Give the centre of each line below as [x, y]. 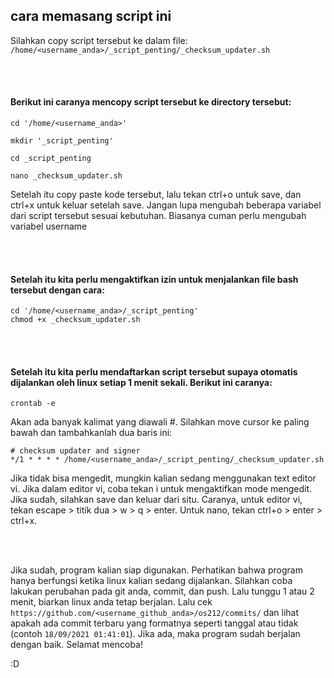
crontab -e [33, 404]
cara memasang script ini [91, 16]
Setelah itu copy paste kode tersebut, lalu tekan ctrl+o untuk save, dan [156, 195]
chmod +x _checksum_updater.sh [75, 320]
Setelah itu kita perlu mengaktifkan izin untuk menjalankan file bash [154, 279]
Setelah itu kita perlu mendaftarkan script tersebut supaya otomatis [154, 371]
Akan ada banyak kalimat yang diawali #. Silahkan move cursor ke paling [160, 422]
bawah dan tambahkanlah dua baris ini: [91, 433]
